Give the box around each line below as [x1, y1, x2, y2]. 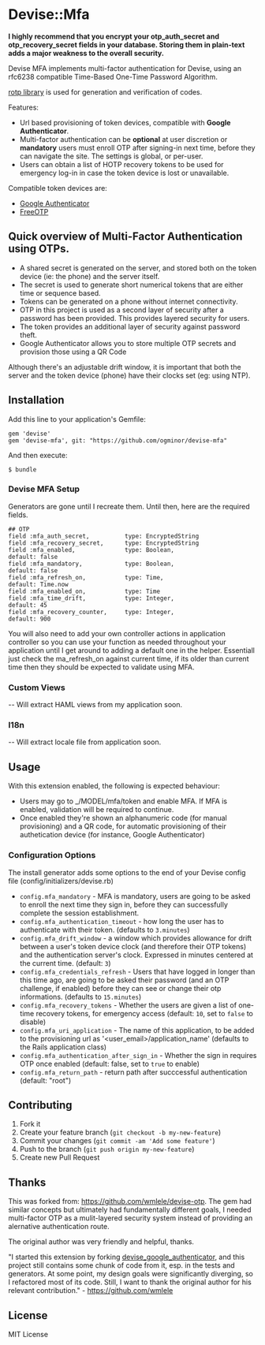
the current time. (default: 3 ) [19, 958, 112, 967]
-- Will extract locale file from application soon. [8, 737, 162, 747]
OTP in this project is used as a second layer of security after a [19, 305, 225, 315]
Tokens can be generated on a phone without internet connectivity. [19, 296, 238, 306]
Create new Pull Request [19, 1153, 100, 1162]
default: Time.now [8, 580, 69, 588]
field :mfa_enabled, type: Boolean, [8, 546, 175, 553]
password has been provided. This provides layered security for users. [19, 313, 250, 322]
